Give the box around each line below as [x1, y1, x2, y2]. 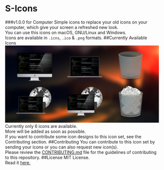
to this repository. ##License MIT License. [5, 154, 90, 160]
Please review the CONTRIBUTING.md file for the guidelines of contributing [5, 149, 157, 155]
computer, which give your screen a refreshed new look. [5, 24, 119, 30]
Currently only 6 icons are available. [5, 123, 78, 129]
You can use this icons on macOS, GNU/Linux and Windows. [5, 29, 127, 35]
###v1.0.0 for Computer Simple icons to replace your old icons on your [5, 19, 147, 25]
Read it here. [5, 160, 31, 166]
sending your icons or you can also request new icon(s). [5, 144, 118, 150]
